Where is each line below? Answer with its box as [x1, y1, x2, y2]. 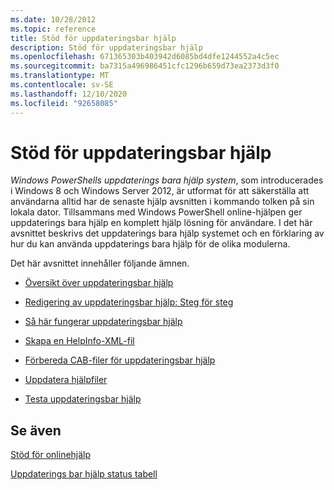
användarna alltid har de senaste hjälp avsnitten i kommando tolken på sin [10, 196, 315, 208]
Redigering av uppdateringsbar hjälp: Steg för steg [24, 296, 234, 308]
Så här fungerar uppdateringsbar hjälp [24, 316, 183, 328]
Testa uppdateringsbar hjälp [24, 393, 142, 405]
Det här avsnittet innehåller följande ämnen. [10, 257, 190, 270]
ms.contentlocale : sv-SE [10, 80, 114, 90]
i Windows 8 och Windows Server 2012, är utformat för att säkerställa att [10, 185, 310, 197]
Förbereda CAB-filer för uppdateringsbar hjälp [24, 354, 216, 366]
